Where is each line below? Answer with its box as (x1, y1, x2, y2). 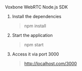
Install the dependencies (12, 14, 62, 19)
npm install (24, 23, 46, 29)
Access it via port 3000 (12, 51, 59, 57)
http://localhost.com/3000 (24, 61, 77, 66)
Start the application (12, 33, 53, 38)
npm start (24, 42, 44, 48)
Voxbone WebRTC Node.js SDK (5, 4, 68, 10)
